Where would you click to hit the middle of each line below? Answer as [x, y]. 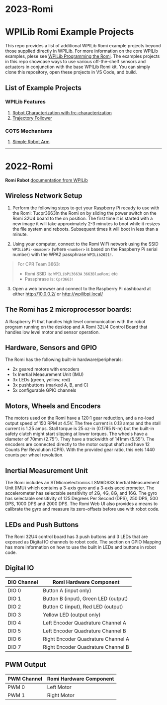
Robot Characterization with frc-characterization [62, 112]
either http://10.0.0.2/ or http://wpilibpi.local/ [58, 294]
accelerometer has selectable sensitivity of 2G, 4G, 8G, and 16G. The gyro [81, 493]
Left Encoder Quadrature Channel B [84, 631]
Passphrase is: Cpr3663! [49, 279]
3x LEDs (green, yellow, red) [41, 380]
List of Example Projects [43, 88]
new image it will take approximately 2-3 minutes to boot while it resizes [86, 223]
